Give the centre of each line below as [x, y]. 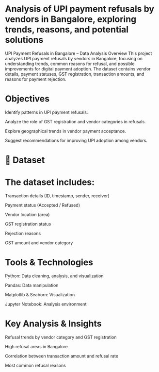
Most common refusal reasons [36, 365]
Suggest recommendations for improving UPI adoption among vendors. [76, 140]
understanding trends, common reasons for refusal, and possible [70, 64]
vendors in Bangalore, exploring [71, 19]
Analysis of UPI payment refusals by [79, 9]
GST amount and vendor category [39, 243]
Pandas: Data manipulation [32, 285]
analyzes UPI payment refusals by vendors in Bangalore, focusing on [74, 58]
